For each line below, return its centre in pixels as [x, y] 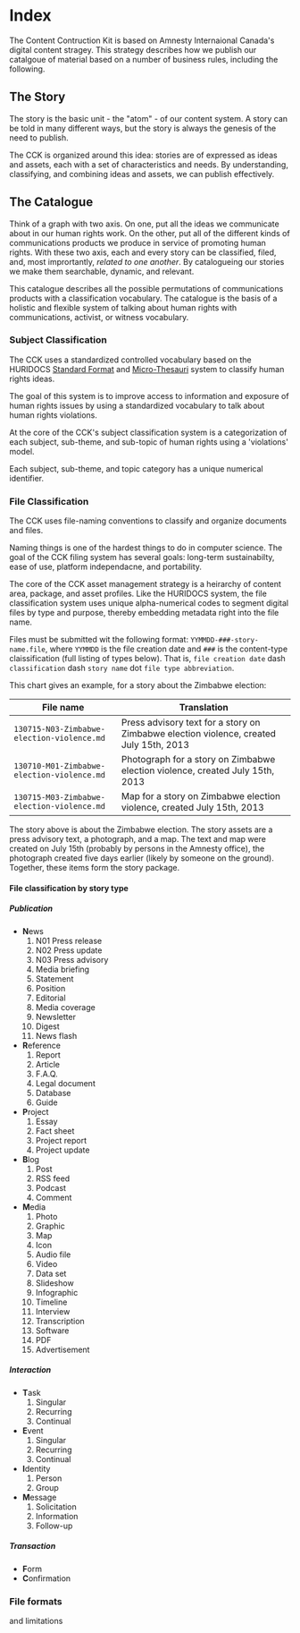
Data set [51, 1273]
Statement [54, 978]
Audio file [53, 1255]
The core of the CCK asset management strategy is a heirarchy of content [145, 584]
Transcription [60, 1321]
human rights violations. [54, 415]
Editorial [50, 998]
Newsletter [55, 1016]
